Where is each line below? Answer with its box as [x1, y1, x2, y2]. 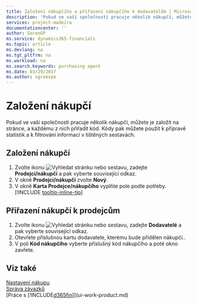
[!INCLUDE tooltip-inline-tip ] [14, 188, 83, 195]
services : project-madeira [6, 19, 72, 25]
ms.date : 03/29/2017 [6, 69, 57, 75]
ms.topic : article [6, 42, 51, 48]
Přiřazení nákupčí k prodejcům [6, 206, 120, 216]
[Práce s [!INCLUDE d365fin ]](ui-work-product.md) [6, 291, 129, 298]
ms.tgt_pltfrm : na [6, 52, 51, 58]
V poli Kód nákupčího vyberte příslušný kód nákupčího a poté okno [14, 240, 178, 247]
